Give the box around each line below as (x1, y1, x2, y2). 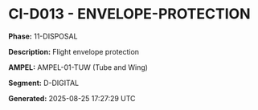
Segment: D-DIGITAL (8, 78, 79, 88)
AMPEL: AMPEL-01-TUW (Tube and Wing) (8, 62, 149, 72)
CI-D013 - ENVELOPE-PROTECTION (8, 5, 251, 23)
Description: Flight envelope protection (8, 47, 139, 56)
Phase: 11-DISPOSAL (8, 31, 78, 41)
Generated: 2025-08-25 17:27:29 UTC (8, 93, 136, 103)
